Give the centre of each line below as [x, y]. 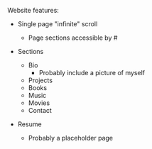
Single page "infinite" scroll [58, 24]
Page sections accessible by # [73, 38]
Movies [39, 103]
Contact [40, 110]
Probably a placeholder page [71, 138]
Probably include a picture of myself [92, 73]
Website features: [33, 10]
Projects [40, 80]
